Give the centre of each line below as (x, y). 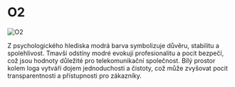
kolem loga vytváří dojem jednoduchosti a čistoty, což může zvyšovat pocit (117, 68)
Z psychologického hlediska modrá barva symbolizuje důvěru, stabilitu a (113, 45)
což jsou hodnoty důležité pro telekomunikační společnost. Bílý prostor (111, 60)
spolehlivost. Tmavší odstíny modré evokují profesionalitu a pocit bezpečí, (116, 53)
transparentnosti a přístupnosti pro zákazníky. (75, 76)
